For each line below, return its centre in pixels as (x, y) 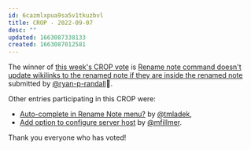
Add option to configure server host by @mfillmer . (101, 123)
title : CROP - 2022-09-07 (50, 23)
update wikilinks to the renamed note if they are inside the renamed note (125, 75)
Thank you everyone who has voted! (67, 137)
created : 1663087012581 (47, 45)
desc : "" (22, 30)
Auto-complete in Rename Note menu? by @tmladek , (106, 114)
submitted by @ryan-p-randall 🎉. (60, 84)
